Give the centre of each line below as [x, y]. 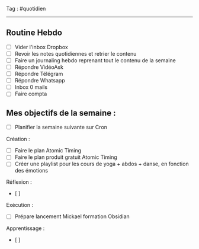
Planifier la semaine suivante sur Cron [61, 127]
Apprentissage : [25, 228]
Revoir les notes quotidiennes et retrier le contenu [76, 53]
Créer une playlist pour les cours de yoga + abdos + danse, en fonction [102, 164]
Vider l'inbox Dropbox [41, 47]
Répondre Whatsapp [40, 81]
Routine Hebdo [34, 33]
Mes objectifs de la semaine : [61, 113]
